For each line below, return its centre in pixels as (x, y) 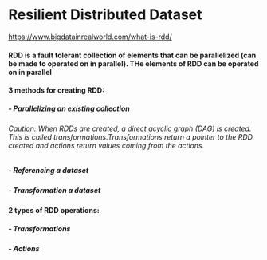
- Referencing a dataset (49, 170)
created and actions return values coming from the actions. (106, 146)
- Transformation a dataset (55, 191)
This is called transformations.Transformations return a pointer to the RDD (131, 137)
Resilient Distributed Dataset (105, 15)
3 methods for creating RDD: (57, 90)
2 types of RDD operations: (54, 211)
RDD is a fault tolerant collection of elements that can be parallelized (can (132, 55)
